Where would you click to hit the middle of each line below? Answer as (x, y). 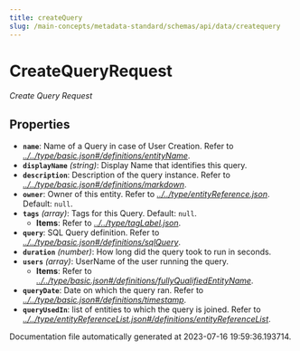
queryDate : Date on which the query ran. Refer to (113, 290)
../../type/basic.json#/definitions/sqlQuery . (102, 242)
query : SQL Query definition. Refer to (91, 232)
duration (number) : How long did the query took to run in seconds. (147, 252)
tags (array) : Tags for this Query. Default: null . (109, 213)
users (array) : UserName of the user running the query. (125, 261)
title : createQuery (46, 18)
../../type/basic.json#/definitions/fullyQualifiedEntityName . (145, 280)
